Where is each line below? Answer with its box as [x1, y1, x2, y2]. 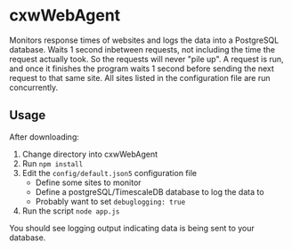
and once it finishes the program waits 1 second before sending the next [9, 63, 274, 74]
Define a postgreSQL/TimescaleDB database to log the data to [35, 186, 264, 197]
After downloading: [9, 131, 80, 142]
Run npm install [21, 157, 84, 169]
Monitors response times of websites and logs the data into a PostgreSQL [9, 35, 280, 45]
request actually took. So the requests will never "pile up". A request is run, [9, 53, 284, 64]
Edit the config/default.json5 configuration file [21, 167, 198, 178]
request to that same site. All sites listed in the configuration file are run [9, 72, 271, 83]
